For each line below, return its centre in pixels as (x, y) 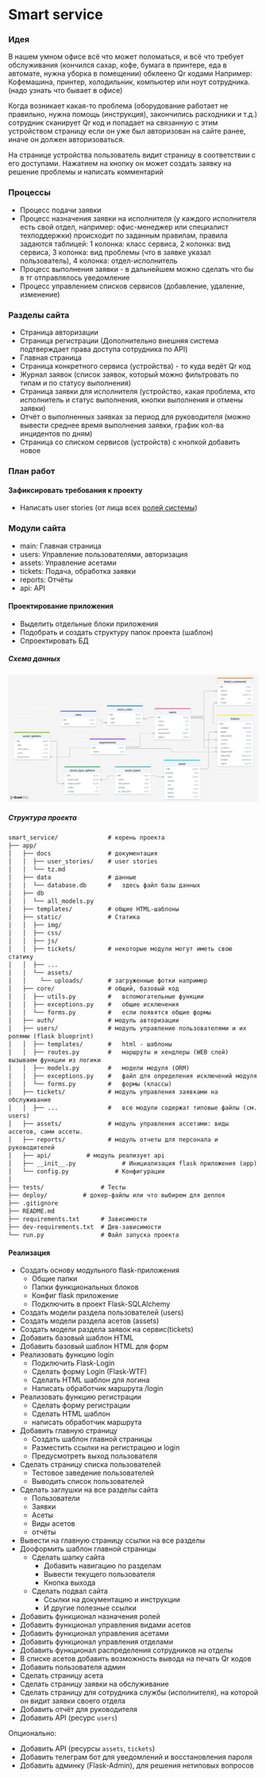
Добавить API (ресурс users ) (68, 1718)
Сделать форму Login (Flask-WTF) (89, 1372)
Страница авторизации (59, 332)
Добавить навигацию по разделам (102, 1566)
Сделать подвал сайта (70, 1591)
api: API (32, 588)
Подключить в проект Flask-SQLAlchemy (101, 1304)
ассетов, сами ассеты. (46, 1132)
